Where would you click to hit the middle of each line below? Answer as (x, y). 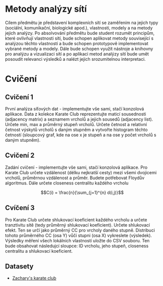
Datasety (19, 266)
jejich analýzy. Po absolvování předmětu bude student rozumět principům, (80, 33)
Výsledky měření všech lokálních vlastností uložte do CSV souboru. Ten (77, 240)
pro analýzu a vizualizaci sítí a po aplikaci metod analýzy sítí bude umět (77, 54)
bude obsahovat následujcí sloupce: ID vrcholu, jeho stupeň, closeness (77, 246)
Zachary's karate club (34, 278)
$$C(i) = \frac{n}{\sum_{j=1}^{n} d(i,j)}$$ (82, 192)
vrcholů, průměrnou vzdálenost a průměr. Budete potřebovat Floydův (75, 178)
